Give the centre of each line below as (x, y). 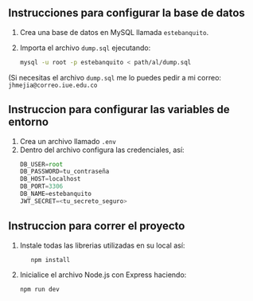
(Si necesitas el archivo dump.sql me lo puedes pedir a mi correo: (115, 77)
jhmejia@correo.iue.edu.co (53, 85)
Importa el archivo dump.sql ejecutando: (85, 48)
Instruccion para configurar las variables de (119, 109)
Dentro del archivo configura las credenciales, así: (102, 150)
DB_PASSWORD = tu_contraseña (64, 172)
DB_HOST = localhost (50, 179)
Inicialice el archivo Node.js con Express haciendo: (103, 275)
